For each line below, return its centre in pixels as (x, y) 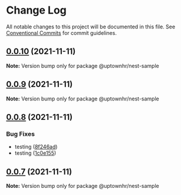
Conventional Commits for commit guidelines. (61, 32)
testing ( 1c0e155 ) (35, 153)
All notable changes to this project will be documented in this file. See (91, 27)
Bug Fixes (21, 134)
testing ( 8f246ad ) (36, 147)
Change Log (36, 10)
